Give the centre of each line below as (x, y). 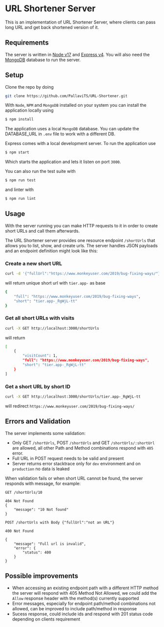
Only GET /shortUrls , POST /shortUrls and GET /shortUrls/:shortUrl (83, 443)
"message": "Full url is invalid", (50, 544)
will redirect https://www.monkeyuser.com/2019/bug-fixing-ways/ (70, 406)
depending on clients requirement (46, 619)
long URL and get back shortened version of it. (52, 27)
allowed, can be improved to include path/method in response (74, 608)
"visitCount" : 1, (40, 356)
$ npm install (20, 120)
